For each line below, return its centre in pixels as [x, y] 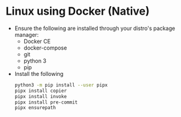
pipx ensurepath [35, 108]
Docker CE [37, 41]
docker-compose [45, 48]
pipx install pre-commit [46, 102]
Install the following [39, 74]
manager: [27, 34]
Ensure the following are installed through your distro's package [95, 28]
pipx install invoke [41, 96]
